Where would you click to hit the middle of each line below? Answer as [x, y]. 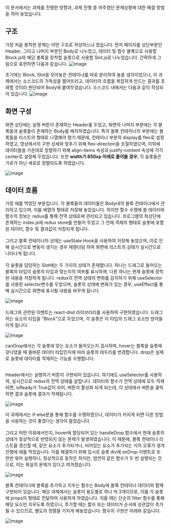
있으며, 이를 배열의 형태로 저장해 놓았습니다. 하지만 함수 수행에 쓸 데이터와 [92, 210]
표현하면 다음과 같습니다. [43, 64]
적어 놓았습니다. [26, 14]
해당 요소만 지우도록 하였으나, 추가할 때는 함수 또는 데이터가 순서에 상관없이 [80, 505]
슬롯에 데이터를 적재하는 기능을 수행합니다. [53, 359]
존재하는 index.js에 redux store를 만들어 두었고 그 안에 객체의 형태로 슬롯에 [80, 223]
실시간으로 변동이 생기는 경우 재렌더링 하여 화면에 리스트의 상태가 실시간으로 [86, 247]
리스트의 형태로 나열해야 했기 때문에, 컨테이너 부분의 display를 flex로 [87, 137]
